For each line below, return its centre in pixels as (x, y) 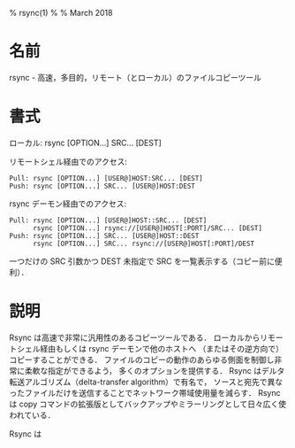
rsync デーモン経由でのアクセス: (68, 204)
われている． (32, 414)
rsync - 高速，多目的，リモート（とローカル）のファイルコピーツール (136, 77)
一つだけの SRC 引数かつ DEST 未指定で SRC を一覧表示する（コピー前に (142, 261)
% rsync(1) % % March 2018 (61, 13)
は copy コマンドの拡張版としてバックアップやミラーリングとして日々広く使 (148, 404)
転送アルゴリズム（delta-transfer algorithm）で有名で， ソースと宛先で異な (146, 382)
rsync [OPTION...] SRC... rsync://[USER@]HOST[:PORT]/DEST (143, 243)
